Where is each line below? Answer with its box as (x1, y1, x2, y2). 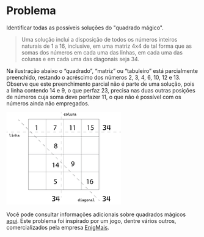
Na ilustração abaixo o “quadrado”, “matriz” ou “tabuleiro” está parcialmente (6, 67, 199, 74)
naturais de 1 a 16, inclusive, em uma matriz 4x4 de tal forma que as (21, 42, 192, 50)
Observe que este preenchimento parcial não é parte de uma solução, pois (6, 80, 195, 88)
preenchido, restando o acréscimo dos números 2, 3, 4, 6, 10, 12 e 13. (6, 73, 181, 81)
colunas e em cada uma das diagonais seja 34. (21, 55, 139, 62)
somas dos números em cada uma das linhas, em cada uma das (21, 48, 183, 56)
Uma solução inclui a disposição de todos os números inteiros (21, 36, 178, 43)
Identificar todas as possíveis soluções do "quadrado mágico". (6, 24, 164, 31)
